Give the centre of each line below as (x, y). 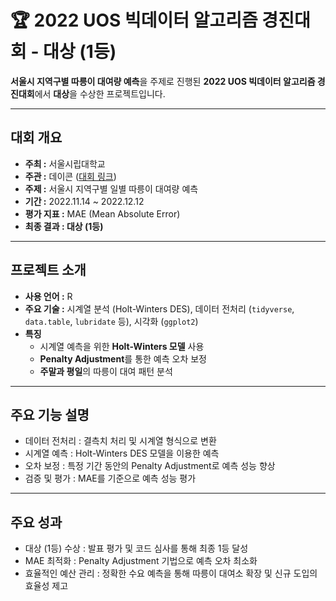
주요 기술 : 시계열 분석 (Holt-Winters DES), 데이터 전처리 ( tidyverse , (159, 308)
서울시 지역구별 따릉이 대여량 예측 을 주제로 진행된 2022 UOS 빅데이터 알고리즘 (163, 81)
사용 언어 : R (48, 296)
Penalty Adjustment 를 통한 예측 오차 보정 (123, 358)
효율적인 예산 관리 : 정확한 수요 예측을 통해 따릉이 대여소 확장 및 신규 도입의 (171, 573)
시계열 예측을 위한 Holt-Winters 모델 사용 (122, 346)
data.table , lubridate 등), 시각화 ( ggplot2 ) (111, 321)
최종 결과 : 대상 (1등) (64, 226)
